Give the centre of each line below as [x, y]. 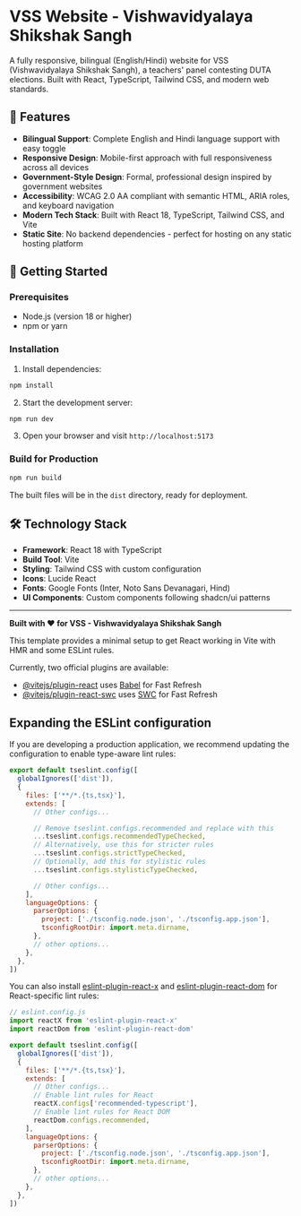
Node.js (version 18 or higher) [77, 316]
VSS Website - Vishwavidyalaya [131, 17]
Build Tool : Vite [51, 560]
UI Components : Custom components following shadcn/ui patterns [146, 598]
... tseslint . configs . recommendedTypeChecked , [119, 837]
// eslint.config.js [48, 1013]
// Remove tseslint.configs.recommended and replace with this [154, 828]
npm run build [36, 478]
